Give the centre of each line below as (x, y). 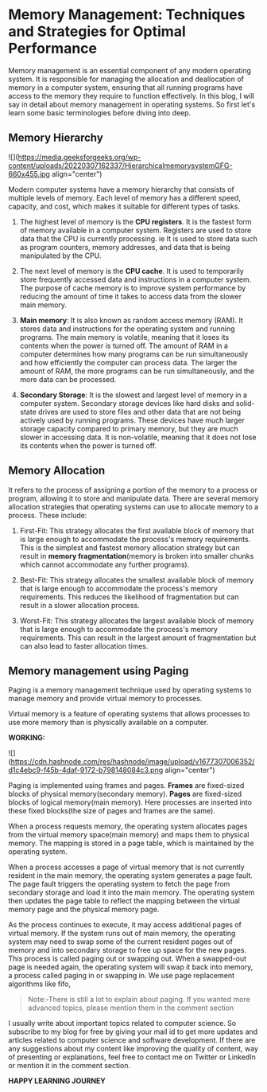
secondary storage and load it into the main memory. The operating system (132, 892)
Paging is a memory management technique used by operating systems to (130, 690)
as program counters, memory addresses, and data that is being (125, 247)
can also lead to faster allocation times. (84, 645)
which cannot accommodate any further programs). (104, 564)
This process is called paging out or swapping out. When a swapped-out (128, 959)
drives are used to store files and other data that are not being (140, 411)
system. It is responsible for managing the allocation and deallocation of (126, 79)
